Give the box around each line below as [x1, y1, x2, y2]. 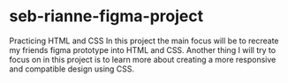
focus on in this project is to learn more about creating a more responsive [9, 54, 277, 64]
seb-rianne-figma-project [9, 6, 204, 26]
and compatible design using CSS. [9, 64, 135, 74]
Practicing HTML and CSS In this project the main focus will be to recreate [9, 35, 280, 46]
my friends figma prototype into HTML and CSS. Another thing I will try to [9, 44, 277, 55]
